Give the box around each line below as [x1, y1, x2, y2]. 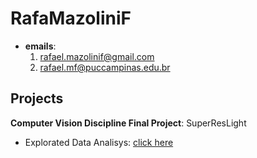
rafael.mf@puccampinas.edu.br [39, 61, 171, 73]
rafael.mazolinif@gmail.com [39, 50, 155, 62]
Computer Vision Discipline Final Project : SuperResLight [10, 117, 247, 129]
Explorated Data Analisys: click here [24, 136, 174, 148]
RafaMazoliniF [10, 7, 132, 30]
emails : [24, 40, 57, 52]
